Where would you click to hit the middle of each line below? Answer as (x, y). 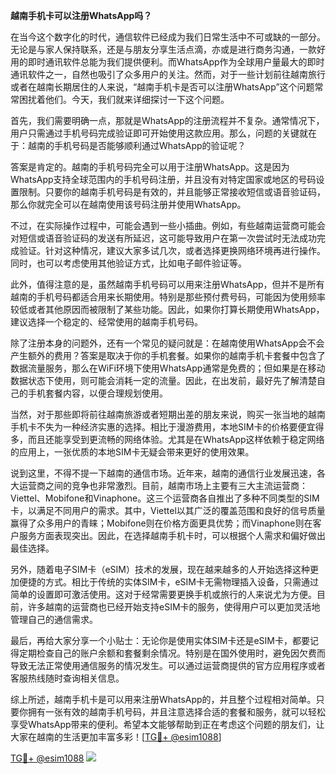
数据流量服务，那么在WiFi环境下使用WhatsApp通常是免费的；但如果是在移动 (168, 368)
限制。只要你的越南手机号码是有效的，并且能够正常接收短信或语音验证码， (172, 192)
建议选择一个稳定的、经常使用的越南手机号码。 (106, 322)
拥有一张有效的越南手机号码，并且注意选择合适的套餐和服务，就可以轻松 (176, 712)
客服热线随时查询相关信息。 (67, 678)
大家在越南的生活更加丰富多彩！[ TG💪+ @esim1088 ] (116, 737)
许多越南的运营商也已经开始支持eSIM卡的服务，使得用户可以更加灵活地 (174, 607)
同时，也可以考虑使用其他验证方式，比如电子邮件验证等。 (128, 263)
